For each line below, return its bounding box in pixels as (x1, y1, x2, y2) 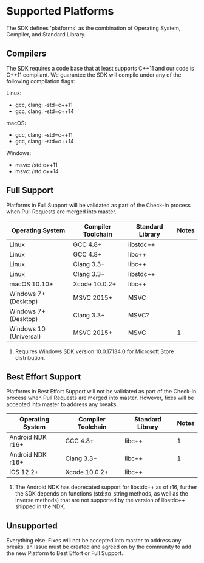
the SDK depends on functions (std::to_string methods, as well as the (15, 490, 188, 497)
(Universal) (9, 332, 41, 340)
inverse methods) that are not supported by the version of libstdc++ (15, 497, 185, 504)
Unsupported (6, 520, 58, 531)
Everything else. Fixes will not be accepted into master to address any (6, 537, 182, 544)
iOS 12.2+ (9, 468, 39, 477)
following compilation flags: (6, 77, 75, 85)
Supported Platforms (6, 4, 114, 18)
